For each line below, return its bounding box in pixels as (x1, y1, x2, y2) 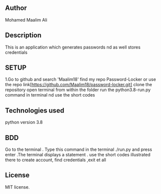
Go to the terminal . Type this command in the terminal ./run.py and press (5, 146, 152, 152)
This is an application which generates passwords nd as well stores (5, 44, 141, 50)
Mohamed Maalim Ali (5, 17, 47, 23)
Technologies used (5, 106, 64, 115)
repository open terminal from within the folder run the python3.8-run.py (5, 87, 151, 93)
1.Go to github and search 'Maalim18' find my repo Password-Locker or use (5, 76, 156, 82)
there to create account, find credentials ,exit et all (5, 157, 106, 163)
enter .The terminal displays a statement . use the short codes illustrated (5, 152, 151, 158)
